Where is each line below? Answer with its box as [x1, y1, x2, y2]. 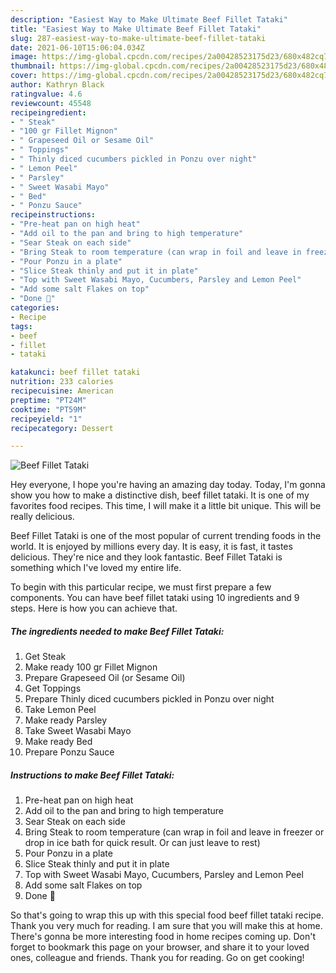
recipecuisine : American [10, 386, 114, 396]
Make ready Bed [24, 736, 93, 748]
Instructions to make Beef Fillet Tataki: [10, 769, 175, 781]
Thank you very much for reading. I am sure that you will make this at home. [10, 920, 323, 932]
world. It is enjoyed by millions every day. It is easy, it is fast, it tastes [10, 541, 293, 553]
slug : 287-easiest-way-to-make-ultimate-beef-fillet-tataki [10, 33, 267, 43]
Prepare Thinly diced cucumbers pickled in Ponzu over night [24, 693, 275, 705]
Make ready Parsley [24, 714, 108, 726]
